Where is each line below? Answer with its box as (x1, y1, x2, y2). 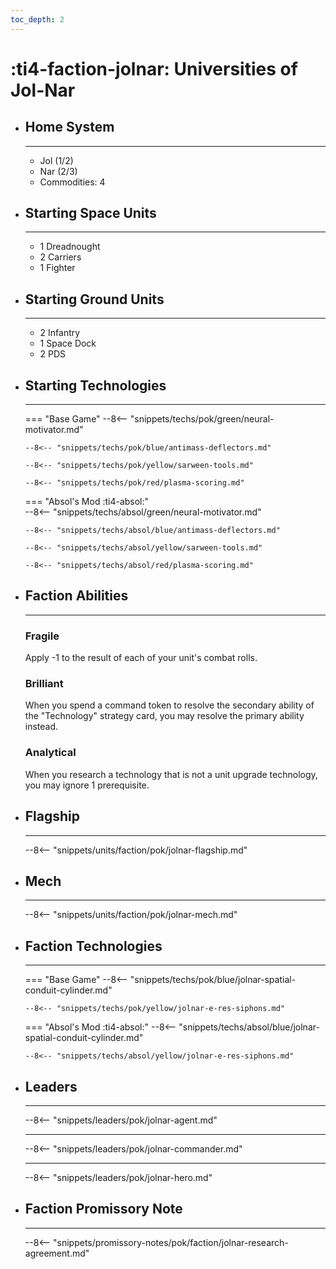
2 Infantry (39, 327, 81, 339)
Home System (24, 119, 115, 136)
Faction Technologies (24, 937, 163, 955)
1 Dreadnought (39, 241, 101, 253)
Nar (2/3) (39, 165, 78, 177)
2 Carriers (39, 251, 82, 263)
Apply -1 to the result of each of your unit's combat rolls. (24, 652, 258, 664)
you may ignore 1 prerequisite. (24, 779, 150, 791)
